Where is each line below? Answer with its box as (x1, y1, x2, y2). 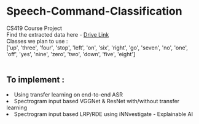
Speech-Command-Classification (6, 4, 182, 18)
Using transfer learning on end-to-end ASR (14, 90, 123, 98)
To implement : (6, 75, 64, 85)
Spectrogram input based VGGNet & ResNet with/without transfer (14, 97, 180, 104)
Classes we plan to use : (6, 37, 68, 45)
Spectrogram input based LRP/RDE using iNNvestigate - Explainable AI (14, 110, 193, 117)
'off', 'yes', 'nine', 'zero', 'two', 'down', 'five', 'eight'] (6, 50, 136, 57)
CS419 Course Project (6, 24, 63, 32)
